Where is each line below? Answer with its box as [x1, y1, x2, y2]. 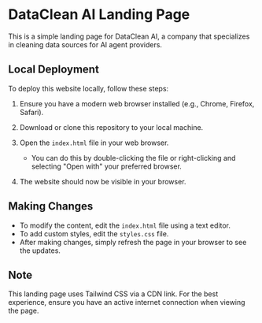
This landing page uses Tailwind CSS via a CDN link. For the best [8, 289, 219, 299]
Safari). [19, 107, 44, 117]
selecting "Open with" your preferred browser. [31, 161, 183, 171]
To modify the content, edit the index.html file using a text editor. [19, 221, 231, 230]
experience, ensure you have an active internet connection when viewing [8, 298, 245, 307]
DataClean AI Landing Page [8, 6, 190, 24]
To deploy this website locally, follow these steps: [8, 84, 169, 93]
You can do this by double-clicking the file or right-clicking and [31, 153, 236, 162]
